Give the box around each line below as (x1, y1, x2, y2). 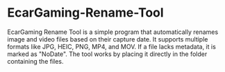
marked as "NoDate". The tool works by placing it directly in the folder (7, 50, 208, 58)
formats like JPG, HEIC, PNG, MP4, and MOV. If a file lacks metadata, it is (7, 42, 217, 51)
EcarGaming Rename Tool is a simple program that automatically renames (7, 28, 219, 36)
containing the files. (7, 57, 64, 65)
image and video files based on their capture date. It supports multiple (7, 35, 208, 43)
